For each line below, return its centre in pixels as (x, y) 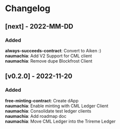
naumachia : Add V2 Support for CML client (49, 56)
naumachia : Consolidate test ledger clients (48, 111)
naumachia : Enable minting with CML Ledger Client (57, 106)
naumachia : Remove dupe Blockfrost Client (49, 61)
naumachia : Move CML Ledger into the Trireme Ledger (60, 121)
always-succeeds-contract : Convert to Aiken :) (53, 50)
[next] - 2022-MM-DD (39, 26)
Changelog (28, 8)
